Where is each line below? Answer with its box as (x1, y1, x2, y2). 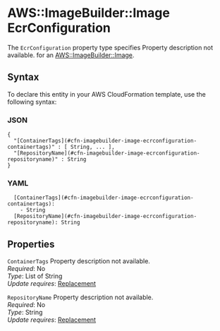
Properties (7, 238, 55, 250)
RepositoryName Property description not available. (7, 293, 154, 301)
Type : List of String (7, 272, 63, 280)
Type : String (7, 308, 43, 317)
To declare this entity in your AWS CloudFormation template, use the (7, 90, 206, 98)
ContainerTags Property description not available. (7, 257, 150, 265)
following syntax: (7, 97, 57, 106)
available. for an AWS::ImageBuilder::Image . (7, 51, 135, 59)
